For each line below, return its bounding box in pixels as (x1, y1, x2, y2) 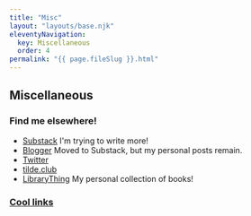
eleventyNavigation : (9, 30, 87, 39)
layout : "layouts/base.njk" (9, 22, 115, 30)
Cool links (9, 195, 54, 208)
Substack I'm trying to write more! (22, 135, 148, 146)
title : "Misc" (9, 13, 63, 22)
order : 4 (17, 47, 50, 56)
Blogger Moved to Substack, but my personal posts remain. (22, 144, 243, 155)
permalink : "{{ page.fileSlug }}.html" (9, 55, 159, 64)
